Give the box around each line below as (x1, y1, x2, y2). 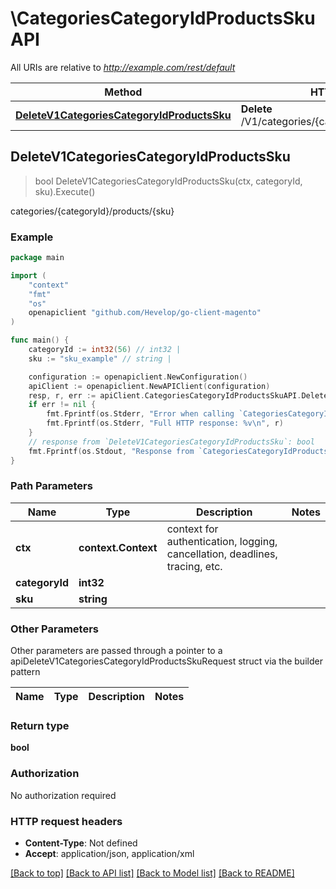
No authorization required (10, 789, 117, 801)
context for (166, 522, 219, 536)
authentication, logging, (166, 534, 278, 548)
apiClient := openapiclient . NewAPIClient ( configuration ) (28, 381, 271, 391)
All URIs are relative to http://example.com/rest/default (10, 61, 236, 73)
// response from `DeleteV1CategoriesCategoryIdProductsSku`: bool (28, 437, 315, 447)
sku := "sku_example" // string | (28, 353, 172, 364)
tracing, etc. (166, 559, 223, 573)
